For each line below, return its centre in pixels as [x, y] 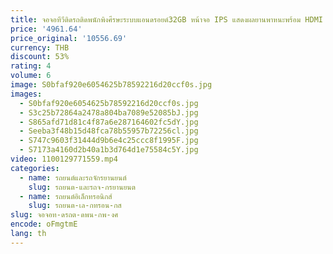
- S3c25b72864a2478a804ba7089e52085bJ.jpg [109, 112]
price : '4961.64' [46, 29]
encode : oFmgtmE [44, 224]
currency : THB [40, 47]
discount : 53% [40, 57]
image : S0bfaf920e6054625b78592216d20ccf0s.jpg [111, 85]
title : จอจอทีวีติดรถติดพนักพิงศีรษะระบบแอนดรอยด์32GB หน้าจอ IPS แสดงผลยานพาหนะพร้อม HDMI [166, 19]
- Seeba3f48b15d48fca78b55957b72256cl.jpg [109, 131]
